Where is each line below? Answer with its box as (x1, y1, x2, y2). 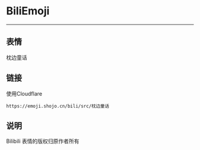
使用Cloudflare (6, 90, 43, 97)
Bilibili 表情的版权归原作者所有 (6, 137, 80, 145)
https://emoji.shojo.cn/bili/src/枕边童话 (6, 103, 110, 109)
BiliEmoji (6, 4, 50, 18)
